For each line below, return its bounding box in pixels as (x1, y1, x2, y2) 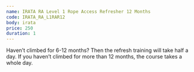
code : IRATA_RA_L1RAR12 (6, 14, 66, 20)
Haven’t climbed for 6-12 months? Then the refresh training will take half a (6, 47, 189, 54)
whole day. (6, 60, 33, 67)
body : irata (6, 19, 36, 25)
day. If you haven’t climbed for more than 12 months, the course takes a (6, 53, 182, 60)
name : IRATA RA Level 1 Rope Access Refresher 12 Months (6, 8, 151, 15)
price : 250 (6, 25, 33, 31)
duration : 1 (6, 31, 36, 37)
